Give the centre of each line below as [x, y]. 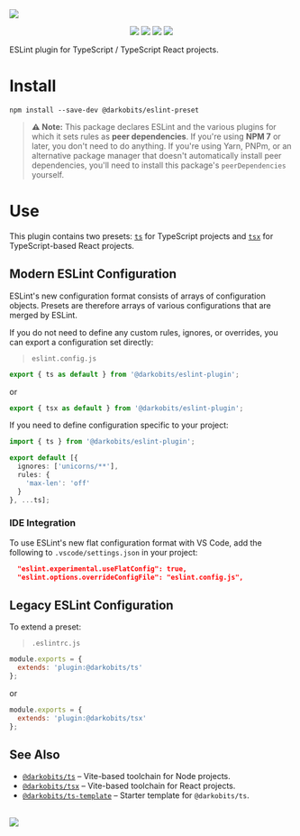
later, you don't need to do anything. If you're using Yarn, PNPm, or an [161, 146]
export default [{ [44, 458]
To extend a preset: [45, 627]
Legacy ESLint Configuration [91, 605]
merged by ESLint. [44, 315]
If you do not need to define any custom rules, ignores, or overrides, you [144, 332]
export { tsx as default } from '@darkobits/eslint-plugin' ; [127, 408]
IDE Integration [43, 523]
